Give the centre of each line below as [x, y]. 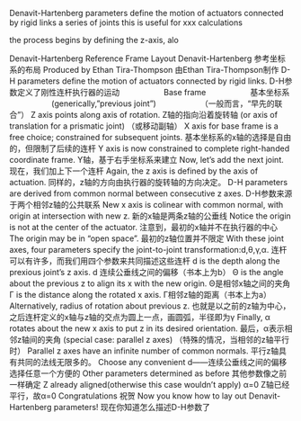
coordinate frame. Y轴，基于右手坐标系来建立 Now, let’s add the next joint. [147, 160]
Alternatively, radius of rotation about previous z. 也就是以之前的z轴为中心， [150, 306]
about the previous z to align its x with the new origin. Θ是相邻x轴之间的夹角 [150, 283]
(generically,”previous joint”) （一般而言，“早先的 [163, 103]
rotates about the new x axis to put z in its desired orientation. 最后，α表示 [147, 328]
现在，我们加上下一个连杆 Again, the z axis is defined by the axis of [134, 171]
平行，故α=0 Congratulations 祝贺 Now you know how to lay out [128, 396]
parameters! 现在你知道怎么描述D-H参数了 [132, 407]
